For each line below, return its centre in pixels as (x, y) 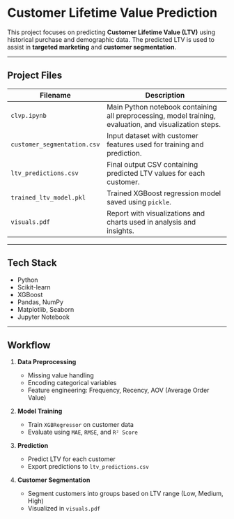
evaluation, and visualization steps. (164, 124)
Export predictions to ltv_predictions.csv (88, 467)
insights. (120, 230)
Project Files (35, 76)
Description (165, 95)
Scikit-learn (34, 287)
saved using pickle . (139, 202)
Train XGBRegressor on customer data (81, 425)
